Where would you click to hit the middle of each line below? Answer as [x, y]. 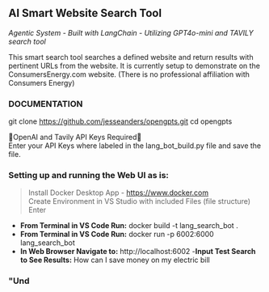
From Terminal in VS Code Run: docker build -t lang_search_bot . [129, 226]
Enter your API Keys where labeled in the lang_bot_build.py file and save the [135, 146]
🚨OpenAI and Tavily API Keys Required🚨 [75, 138]
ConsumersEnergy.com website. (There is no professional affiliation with [129, 74]
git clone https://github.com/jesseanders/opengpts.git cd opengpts [120, 121]
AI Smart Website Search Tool [85, 13]
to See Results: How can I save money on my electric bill [115, 260]
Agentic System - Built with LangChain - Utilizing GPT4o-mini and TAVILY [131, 32]
